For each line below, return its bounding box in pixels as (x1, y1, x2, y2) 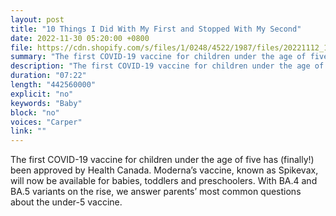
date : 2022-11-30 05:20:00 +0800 (10, 33, 150, 43)
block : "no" (10, 107, 60, 118)
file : (10, 42, 33, 53)
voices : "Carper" (10, 117, 83, 127)
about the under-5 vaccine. (10, 196, 123, 208)
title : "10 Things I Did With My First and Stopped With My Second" (10, 24, 302, 34)
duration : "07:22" (10, 71, 87, 81)
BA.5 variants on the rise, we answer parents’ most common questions (10, 186, 302, 198)
